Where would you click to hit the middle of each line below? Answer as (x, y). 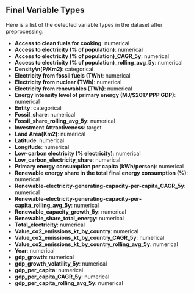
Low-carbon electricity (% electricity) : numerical (77, 153)
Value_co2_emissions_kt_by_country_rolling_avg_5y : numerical (96, 244)
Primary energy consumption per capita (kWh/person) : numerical (99, 166)
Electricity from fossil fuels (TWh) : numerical (72, 75)
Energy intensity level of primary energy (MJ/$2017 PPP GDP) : (95, 95)
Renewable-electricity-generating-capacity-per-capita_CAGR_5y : (100, 186)
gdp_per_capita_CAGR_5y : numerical (62, 277)
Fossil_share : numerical (45, 114)
